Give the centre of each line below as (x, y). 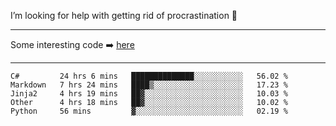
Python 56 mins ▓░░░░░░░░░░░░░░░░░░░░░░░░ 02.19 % (149, 111)
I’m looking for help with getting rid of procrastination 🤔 (124, 15)
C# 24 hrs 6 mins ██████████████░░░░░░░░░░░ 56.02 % (149, 76)
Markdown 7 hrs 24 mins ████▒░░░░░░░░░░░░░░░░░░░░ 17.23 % (149, 85)
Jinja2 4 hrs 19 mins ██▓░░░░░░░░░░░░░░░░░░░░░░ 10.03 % (149, 94)
